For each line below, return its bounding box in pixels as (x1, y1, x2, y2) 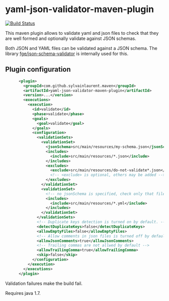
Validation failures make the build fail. (5, 280, 83, 286)
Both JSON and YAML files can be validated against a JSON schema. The (5, 45, 157, 51)
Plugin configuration (5, 65, 71, 74)
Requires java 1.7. (5, 290, 41, 296)
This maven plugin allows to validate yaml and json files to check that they (5, 30, 159, 36)
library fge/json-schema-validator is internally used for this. (5, 51, 129, 57)
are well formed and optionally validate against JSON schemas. (5, 35, 137, 41)
